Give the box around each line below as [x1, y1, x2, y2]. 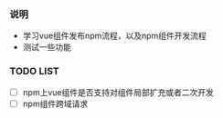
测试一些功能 [22, 42, 71, 53]
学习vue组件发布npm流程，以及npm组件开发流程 [22, 30, 207, 42]
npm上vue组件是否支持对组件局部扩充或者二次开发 [22, 86, 215, 97]
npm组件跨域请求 [22, 98, 89, 109]
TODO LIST [9, 65, 59, 78]
